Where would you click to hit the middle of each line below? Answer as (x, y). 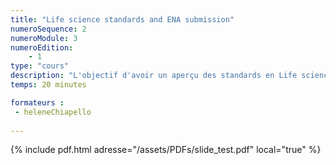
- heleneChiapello (53, 112)
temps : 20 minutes (48, 85)
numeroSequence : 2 (48, 29)
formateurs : (37, 102)
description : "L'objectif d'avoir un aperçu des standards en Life (154, 76)
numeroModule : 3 (44, 38)
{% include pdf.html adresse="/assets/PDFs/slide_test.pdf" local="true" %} (166, 150)
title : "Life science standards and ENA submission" (122, 19)
